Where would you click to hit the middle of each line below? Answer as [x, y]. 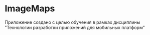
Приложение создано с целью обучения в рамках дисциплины [72, 22]
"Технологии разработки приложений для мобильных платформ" [75, 27]
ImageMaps [30, 9]
